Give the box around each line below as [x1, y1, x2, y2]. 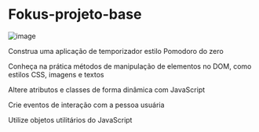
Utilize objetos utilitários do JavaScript [8, 115, 133, 124]
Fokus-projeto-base [8, 5, 142, 23]
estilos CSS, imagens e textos [8, 70, 104, 79]
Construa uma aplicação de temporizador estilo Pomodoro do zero [8, 46, 224, 55]
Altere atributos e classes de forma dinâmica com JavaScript [8, 84, 206, 95]
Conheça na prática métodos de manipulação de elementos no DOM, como [8, 61, 252, 71]
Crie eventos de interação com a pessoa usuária [8, 100, 165, 109]
